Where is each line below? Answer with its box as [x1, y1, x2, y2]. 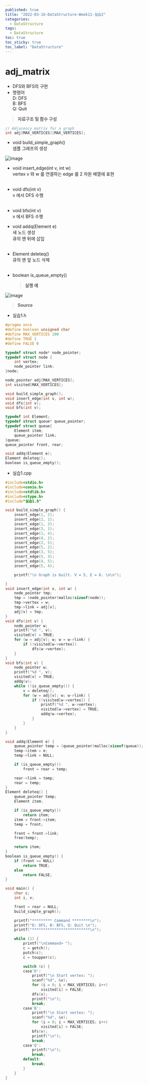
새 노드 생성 [12, 229, 36, 235]
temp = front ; [14, 822, 43, 827]
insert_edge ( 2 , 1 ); [14, 517, 55, 522]
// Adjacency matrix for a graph [5, 126, 75, 131]
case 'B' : [23, 1006, 41, 1011]
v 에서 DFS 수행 [12, 192, 44, 198]
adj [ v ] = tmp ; [14, 609, 43, 614]
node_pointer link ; [14, 364, 55, 369]
